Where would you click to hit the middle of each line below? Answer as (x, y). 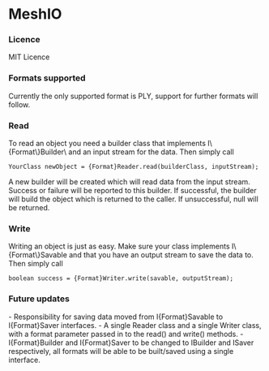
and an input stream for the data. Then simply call (152, 152)
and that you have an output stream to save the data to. (161, 255)
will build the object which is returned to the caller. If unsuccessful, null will (134, 199)
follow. (19, 104)
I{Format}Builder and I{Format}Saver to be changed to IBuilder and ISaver (131, 343)
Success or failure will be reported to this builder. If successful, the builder (132, 191)
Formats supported (47, 78)
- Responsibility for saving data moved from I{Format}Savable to (116, 317)
